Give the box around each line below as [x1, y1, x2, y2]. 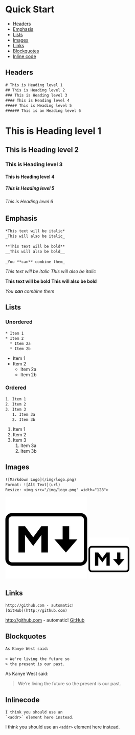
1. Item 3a [12, 412, 36, 417]
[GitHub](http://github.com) [5, 608, 67, 613]
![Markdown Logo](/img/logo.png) [5, 477, 77, 482]
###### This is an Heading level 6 [5, 108, 81, 113]
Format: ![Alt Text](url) [5, 482, 60, 487]
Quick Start [5, 4, 55, 15]
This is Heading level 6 [5, 198, 54, 204]
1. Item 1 [5, 396, 27, 401]
